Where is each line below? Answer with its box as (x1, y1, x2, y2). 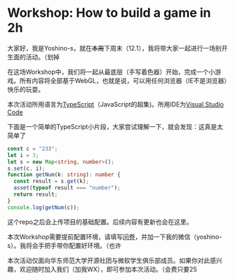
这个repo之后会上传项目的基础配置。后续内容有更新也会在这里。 (7, 218, 193, 226)
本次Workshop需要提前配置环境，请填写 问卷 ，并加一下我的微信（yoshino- (7, 232, 222, 241)
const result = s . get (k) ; (13, 178, 90, 185)
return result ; (13, 191, 58, 198)
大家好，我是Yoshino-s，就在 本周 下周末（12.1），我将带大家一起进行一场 (7, 44, 216, 52)
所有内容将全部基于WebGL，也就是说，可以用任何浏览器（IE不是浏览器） (19, 76, 228, 85)
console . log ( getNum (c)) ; (7, 204, 80, 211)
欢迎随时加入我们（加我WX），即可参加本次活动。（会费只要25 (19, 265, 198, 273)
